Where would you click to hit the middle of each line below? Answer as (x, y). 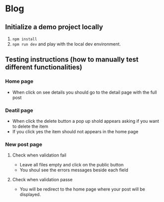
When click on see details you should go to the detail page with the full (84, 92)
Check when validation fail (39, 155)
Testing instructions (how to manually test (72, 60)
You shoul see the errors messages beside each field (74, 170)
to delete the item (30, 126)
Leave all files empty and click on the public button (72, 165)
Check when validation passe (42, 180)
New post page (24, 144)
